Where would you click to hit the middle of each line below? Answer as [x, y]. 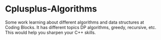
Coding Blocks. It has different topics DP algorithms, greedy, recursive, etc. [81, 27]
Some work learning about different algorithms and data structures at [75, 22]
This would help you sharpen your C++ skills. [50, 32]
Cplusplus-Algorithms [51, 9]
